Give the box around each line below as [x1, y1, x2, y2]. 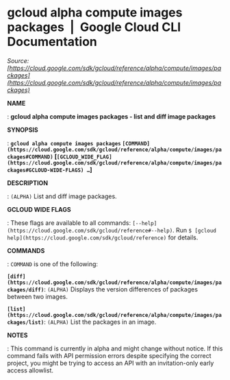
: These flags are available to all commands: [7, 218, 131, 227]
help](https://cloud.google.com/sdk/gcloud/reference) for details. [7, 233, 199, 241]
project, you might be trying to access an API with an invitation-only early [7, 359, 214, 367]
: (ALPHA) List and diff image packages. [7, 192, 118, 200]
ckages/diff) [7, 286, 44, 293]
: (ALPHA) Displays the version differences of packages [43, 285, 199, 293]
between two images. [7, 292, 68, 300]
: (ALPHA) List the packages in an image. [43, 318, 157, 326]
